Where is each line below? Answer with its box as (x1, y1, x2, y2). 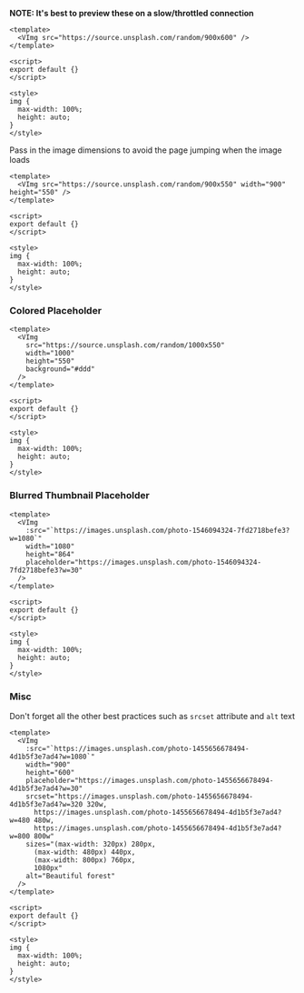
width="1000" (25, 349, 75, 358)
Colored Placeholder (9, 304, 103, 316)
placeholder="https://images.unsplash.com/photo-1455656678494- (25, 776, 274, 785)
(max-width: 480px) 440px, (33, 848, 136, 857)
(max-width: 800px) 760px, (33, 855, 136, 865)
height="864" (25, 549, 75, 558)
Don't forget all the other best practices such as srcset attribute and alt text (9, 710, 295, 721)
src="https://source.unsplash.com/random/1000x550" (25, 341, 225, 350)
